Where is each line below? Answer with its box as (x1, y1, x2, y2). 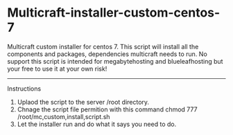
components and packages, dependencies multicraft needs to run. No (7, 50, 208, 58)
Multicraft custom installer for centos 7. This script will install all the (7, 42, 199, 51)
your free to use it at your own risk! (7, 64, 107, 73)
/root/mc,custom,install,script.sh (17, 112, 110, 120)
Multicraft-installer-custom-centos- (7, 5, 221, 21)
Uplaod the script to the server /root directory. (17, 98, 150, 106)
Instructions (7, 84, 42, 93)
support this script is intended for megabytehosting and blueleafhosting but (7, 57, 223, 65)
